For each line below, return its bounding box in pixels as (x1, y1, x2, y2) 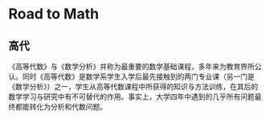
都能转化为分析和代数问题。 (14, 102, 107, 111)
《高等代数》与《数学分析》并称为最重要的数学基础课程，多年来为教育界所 (8, 62, 255, 71)
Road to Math (8, 5, 99, 23)
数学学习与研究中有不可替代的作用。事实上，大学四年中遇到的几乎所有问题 (8, 92, 255, 101)
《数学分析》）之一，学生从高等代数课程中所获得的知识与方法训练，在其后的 (8, 82, 259, 91)
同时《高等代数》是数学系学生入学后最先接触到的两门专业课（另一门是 (22, 72, 255, 81)
